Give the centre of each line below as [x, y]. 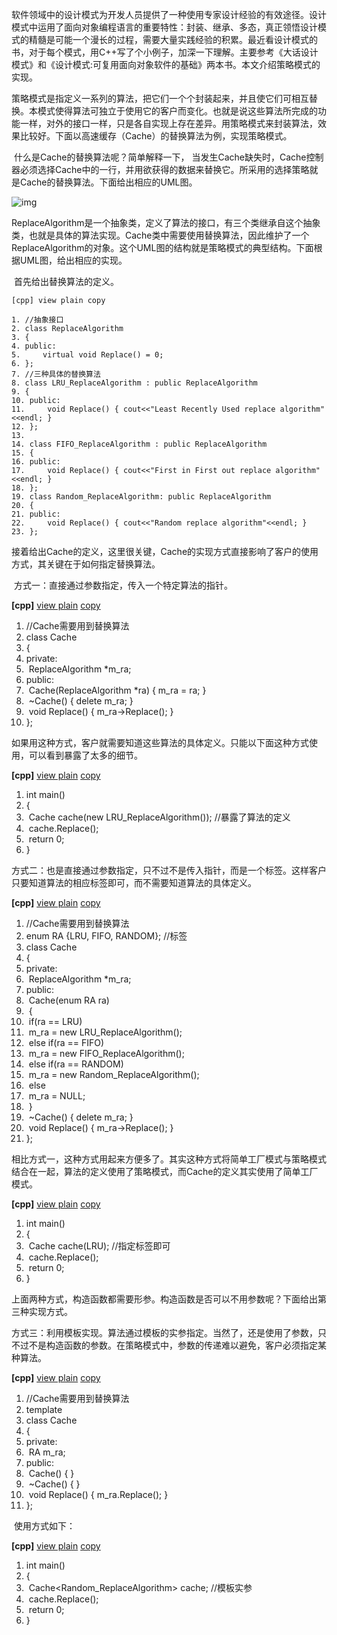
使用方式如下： [44, 1526]
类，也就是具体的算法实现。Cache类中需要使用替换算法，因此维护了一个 [160, 235]
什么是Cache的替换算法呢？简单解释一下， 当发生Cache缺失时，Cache [160, 157]
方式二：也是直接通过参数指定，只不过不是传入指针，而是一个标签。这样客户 [169, 870]
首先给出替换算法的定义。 [66, 281]
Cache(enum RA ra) [69, 1000]
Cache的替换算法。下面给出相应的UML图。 [108, 182]
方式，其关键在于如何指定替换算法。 [86, 564]
